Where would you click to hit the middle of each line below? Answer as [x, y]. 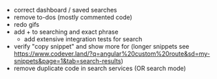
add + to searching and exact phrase [66, 32]
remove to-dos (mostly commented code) [73, 17]
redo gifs [27, 24]
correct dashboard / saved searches [65, 10]
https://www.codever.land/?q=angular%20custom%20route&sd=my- [112, 54]
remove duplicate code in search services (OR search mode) [100, 68]
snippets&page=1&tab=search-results [68, 61]
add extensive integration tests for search [83, 39]
